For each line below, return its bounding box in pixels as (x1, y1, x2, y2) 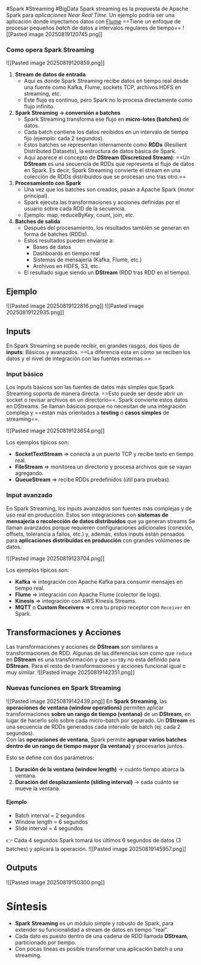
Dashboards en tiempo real (32, 250, 100, 257)
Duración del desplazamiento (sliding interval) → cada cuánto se (14, 778, 179, 785)
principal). (23, 192, 49, 200)
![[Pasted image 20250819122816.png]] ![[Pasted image (6, 302, 144, 310)
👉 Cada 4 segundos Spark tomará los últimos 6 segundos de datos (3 (6, 836, 181, 844)
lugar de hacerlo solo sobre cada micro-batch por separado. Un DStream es (6, 717, 196, 724)
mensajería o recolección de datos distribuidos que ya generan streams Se (6, 517, 196, 525)
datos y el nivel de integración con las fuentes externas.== (6, 355, 152, 362)
